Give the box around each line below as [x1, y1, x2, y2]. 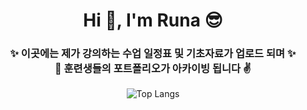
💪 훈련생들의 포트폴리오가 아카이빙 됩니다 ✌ [54, 62, 252, 76]
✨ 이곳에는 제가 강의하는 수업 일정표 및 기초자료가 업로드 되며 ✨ [9, 47, 297, 61]
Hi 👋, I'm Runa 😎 [83, 9, 223, 32]
